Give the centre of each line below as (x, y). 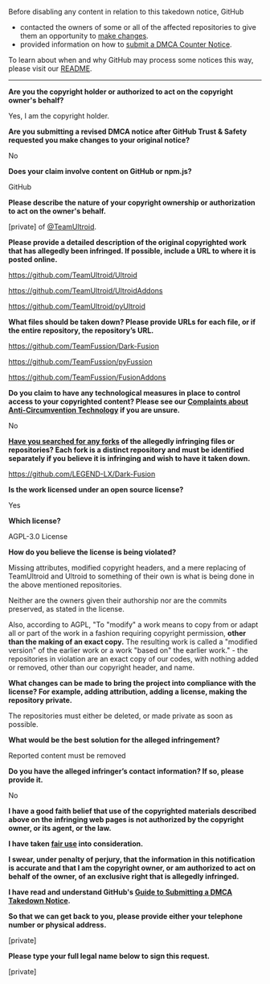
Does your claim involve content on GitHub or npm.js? (100, 171)
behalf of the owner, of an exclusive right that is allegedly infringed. (124, 876)
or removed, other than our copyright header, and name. (102, 667)
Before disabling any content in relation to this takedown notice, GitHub (126, 12)
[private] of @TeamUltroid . (53, 226)
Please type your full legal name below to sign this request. (109, 956)
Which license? (35, 521)
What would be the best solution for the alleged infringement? (114, 740)
